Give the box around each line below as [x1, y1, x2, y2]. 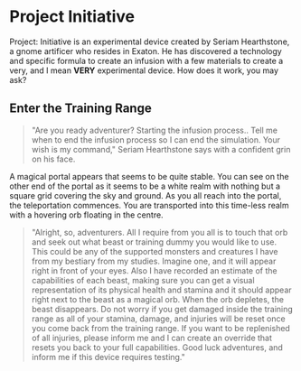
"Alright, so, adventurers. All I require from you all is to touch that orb [31, 227, 288, 237]
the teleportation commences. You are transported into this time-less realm [9, 199, 289, 210]
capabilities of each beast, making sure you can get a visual [31, 274, 255, 285]
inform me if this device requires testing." [31, 351, 185, 362]
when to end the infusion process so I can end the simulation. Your [31, 134, 281, 145]
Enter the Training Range [9, 101, 152, 116]
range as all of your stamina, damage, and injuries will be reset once [31, 313, 287, 324]
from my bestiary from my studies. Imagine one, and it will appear [31, 255, 277, 266]
